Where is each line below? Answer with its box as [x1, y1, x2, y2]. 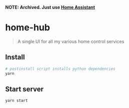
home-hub [5, 22, 50, 33]
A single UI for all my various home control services [17, 38, 124, 44]
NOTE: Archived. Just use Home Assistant [5, 5, 95, 10]
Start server [5, 85, 44, 93]
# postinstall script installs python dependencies [5, 66, 115, 71]
